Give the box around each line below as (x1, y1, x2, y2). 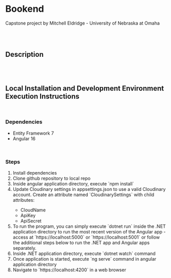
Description (5, 50, 44, 59)
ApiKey (20, 212, 36, 219)
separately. (12, 245, 37, 251)
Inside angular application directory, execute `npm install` (12, 181, 135, 187)
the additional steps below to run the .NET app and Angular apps (12, 240, 150, 246)
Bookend (5, 3, 45, 15)
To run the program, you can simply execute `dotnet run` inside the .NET (12, 223, 166, 229)
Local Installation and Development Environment (5, 84, 164, 93)
